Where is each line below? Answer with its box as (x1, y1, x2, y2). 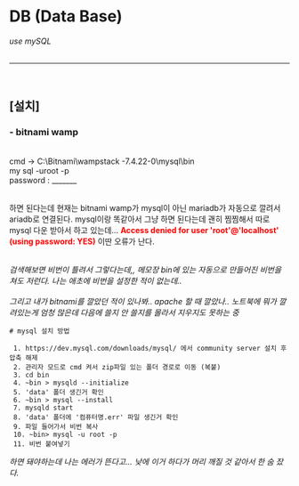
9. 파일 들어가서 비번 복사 (12, 422, 99, 431)
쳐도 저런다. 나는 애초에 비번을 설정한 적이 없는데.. (9, 275, 182, 286)
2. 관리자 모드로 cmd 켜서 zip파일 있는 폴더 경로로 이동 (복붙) (12, 362, 222, 371)
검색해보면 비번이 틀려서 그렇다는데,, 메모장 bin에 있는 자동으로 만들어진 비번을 (9, 264, 282, 275)
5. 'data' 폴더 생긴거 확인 (12, 387, 104, 397)
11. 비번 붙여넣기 (12, 439, 70, 449)
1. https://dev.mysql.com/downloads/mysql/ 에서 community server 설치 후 (12, 344, 287, 352)
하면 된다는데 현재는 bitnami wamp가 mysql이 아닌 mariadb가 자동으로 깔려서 (9, 202, 281, 213)
